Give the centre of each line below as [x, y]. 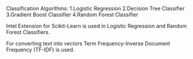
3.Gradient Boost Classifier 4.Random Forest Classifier [72, 15]
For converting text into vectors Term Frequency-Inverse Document [88, 44]
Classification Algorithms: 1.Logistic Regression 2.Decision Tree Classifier [95, 8]
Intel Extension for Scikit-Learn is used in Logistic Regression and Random [97, 26]
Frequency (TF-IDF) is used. [40, 50]
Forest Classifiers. [28, 32]
